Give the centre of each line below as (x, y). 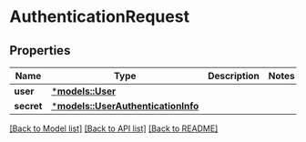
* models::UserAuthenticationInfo (125, 106)
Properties (40, 51)
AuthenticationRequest (99, 17)
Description (234, 76)
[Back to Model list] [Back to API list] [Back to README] (114, 128)
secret (28, 106)
